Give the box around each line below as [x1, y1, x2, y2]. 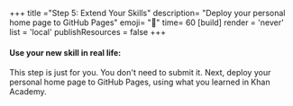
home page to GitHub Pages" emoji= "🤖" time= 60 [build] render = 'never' [9, 17, 284, 28]
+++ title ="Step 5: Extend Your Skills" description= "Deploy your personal [9, 8, 286, 18]
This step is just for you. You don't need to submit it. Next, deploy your [9, 67, 271, 78]
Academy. [9, 86, 47, 97]
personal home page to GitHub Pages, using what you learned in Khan [9, 76, 270, 88]
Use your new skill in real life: [9, 47, 122, 57]
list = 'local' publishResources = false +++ [9, 27, 167, 37]
